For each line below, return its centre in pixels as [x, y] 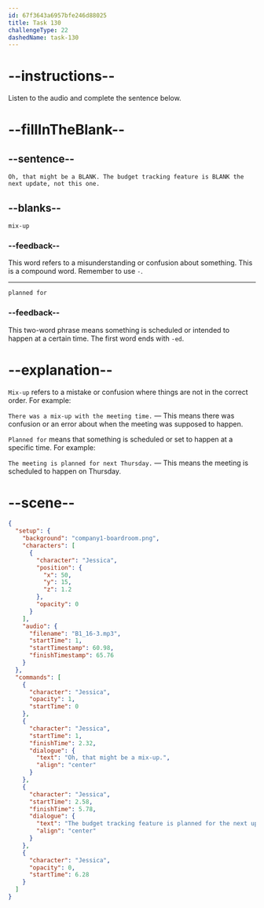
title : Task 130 [35, 23]
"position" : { [59, 567]
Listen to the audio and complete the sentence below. [95, 98]
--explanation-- [60, 370]
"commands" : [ [38, 677]
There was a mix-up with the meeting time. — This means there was [121, 415]
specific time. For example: [52, 447]
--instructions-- [62, 76]
